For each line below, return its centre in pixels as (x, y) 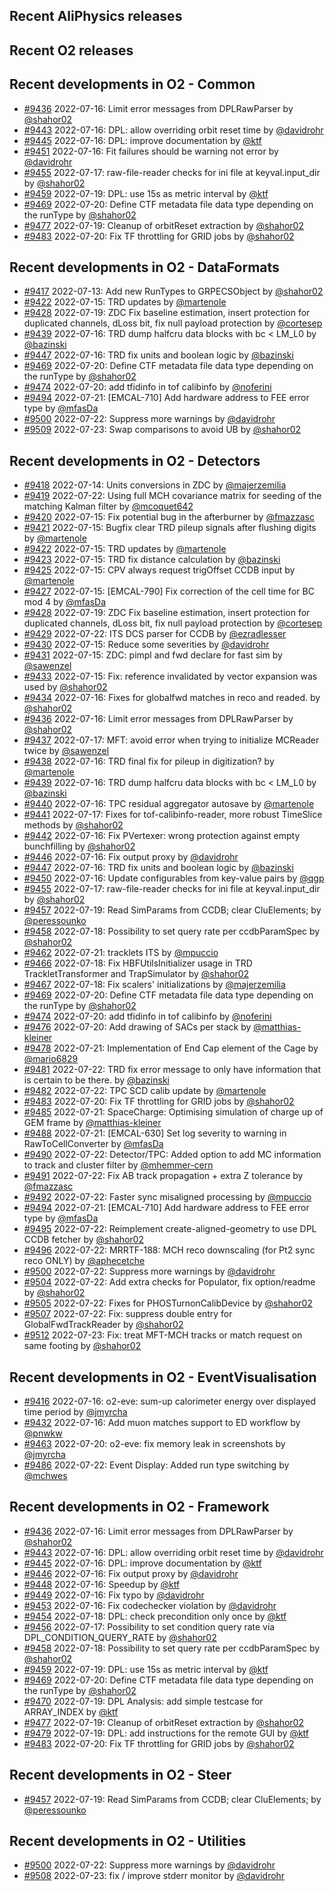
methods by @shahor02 (73, 825)
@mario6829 (51, 1059)
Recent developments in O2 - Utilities (128, 1841)
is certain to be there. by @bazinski (96, 1080)
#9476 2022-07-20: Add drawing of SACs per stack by (137, 1027)
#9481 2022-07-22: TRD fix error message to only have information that (172, 1070)
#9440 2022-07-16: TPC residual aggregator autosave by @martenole (169, 804)
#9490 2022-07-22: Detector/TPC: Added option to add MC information (172, 1155)
